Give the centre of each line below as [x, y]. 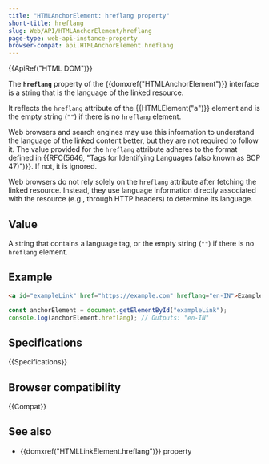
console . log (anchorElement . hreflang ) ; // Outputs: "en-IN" [109, 318]
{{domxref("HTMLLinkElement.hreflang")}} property [106, 451]
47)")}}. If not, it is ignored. [53, 166]
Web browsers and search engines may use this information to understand [131, 132]
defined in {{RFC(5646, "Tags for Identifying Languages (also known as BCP [134, 158]
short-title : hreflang [46, 23]
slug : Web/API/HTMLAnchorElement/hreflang [80, 31]
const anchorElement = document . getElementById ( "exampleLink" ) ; [118, 310]
